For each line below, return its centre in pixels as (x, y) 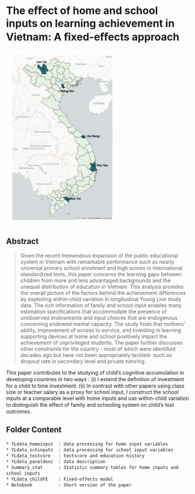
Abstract (22, 241)
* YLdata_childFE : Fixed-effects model (60, 479)
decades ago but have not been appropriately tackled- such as (96, 355)
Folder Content (34, 430)
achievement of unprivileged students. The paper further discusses (101, 342)
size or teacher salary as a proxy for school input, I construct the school (93, 392)
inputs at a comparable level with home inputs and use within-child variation (97, 398)
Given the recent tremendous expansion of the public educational (99, 255)
